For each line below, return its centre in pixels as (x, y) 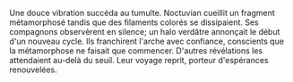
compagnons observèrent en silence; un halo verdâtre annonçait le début (145, 32)
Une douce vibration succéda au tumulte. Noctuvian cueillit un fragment (142, 13)
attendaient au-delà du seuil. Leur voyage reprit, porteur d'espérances (139, 60)
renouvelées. (34, 70)
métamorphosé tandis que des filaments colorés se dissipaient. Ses (134, 22)
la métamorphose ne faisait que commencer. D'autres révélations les (136, 51)
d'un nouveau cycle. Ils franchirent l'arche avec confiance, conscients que (147, 41)
